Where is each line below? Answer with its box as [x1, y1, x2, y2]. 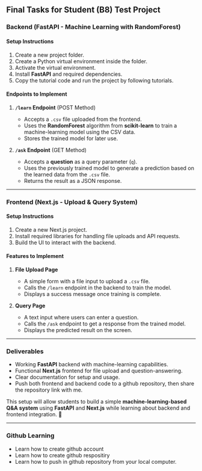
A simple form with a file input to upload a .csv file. [23, 278, 150, 285]
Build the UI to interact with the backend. [14, 239, 116, 246]
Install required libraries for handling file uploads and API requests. [14, 232, 180, 239]
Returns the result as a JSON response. [23, 177, 122, 184]
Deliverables [6, 347, 44, 356]
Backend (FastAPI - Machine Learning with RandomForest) [6, 23, 181, 31]
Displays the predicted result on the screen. [23, 327, 132, 334]
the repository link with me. [14, 386, 83, 393]
